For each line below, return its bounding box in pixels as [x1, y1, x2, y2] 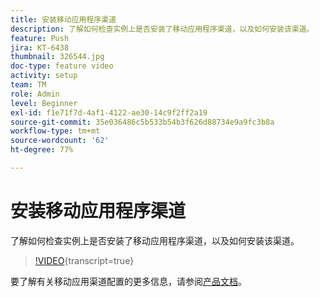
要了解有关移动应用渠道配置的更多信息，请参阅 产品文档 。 [10, 275, 247, 287]
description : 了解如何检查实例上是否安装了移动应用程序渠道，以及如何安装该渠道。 [10, 24, 315, 34]
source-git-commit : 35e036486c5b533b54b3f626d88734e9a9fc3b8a [10, 117, 275, 127]
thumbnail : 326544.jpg [10, 52, 105, 62]
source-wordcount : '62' [10, 136, 110, 146]
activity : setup [10, 71, 78, 81]
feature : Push [10, 33, 70, 43]
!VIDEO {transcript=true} [34, 254, 135, 266]
